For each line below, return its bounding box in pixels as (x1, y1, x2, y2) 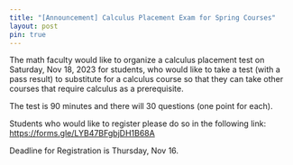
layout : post (9, 22, 59, 31)
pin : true (9, 30, 47, 39)
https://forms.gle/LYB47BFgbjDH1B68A (9, 128, 155, 139)
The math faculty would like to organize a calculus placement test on (9, 55, 265, 66)
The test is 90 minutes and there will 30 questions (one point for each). (9, 101, 273, 112)
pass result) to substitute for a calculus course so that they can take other (9, 74, 284, 85)
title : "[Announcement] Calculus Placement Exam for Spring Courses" (9, 13, 277, 23)
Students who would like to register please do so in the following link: (9, 118, 267, 129)
